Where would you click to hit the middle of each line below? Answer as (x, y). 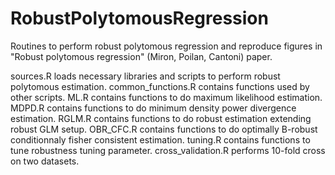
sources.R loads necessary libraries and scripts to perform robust (145, 76)
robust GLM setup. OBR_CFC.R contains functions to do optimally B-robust (164, 129)
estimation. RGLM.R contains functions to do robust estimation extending (161, 118)
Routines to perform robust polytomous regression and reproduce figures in (166, 46)
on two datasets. (45, 161)
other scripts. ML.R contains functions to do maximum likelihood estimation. (166, 97)
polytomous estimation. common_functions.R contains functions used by (160, 86)
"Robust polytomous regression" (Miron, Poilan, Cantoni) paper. (141, 56)
